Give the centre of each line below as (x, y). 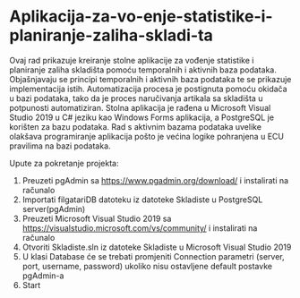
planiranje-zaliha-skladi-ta (111, 35)
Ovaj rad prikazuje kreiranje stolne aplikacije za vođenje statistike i (132, 60)
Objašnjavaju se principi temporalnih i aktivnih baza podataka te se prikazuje (150, 79)
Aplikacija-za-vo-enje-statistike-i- (141, 17)
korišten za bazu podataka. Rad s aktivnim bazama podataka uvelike (136, 126)
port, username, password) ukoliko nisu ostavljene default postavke (147, 266)
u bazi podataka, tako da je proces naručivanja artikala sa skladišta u (136, 98)
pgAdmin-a (43, 276)
